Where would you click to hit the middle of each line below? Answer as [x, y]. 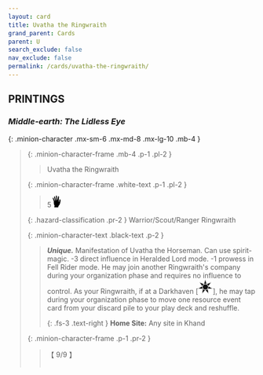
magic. [58, 259]
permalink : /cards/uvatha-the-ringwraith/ [79, 67]
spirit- [243, 250]
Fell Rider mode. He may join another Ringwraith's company [144, 267]
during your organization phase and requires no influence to [144, 275]
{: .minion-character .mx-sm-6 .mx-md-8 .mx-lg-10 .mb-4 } [104, 138]
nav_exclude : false [40, 58]
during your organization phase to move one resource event [144, 300]
